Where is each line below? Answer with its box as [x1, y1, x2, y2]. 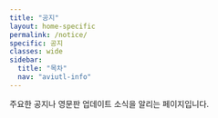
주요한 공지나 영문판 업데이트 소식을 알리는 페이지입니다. [9, 98, 210, 109]
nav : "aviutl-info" [17, 73, 92, 82]
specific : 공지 [9, 38, 64, 48]
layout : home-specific [9, 22, 96, 31]
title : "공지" [9, 13, 59, 23]
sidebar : [9, 55, 43, 64]
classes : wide [9, 47, 64, 56]
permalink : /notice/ [9, 30, 88, 39]
